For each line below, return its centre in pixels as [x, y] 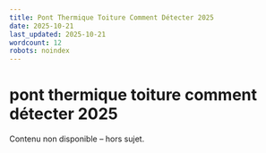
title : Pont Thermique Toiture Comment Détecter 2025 [112, 17]
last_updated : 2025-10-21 [57, 34]
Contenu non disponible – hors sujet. [77, 139]
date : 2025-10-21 [42, 26]
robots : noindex [39, 51]
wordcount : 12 [36, 42]
